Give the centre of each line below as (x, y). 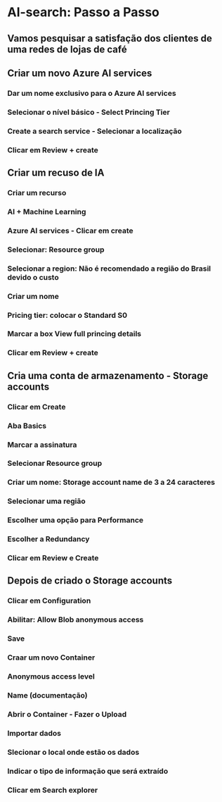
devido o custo (33, 277)
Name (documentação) (47, 695)
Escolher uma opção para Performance (76, 520)
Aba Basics (27, 426)
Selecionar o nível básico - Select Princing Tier (89, 112)
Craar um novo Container (51, 658)
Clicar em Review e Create (53, 558)
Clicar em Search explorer (53, 790)
